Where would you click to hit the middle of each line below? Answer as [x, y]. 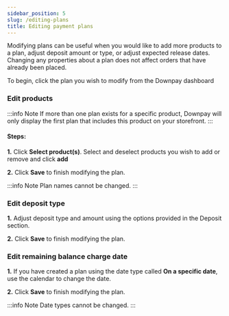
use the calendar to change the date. [59, 279]
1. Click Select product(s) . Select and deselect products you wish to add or [114, 151]
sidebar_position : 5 [37, 13]
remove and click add [38, 159]
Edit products [30, 99]
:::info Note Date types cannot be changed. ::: [71, 305]
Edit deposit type [36, 203]
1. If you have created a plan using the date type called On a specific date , [112, 271]
